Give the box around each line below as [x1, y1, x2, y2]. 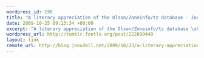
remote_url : [6, 43, 36, 49]
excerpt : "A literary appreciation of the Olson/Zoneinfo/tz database [6, 25, 189, 32]
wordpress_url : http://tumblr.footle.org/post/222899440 [6, 31, 154, 37]
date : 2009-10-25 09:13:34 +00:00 [6, 20, 94, 26]
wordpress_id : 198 [6, 8, 53, 15]
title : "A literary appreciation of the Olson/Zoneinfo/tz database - [6, 14, 189, 21]
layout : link [6, 37, 39, 43]
